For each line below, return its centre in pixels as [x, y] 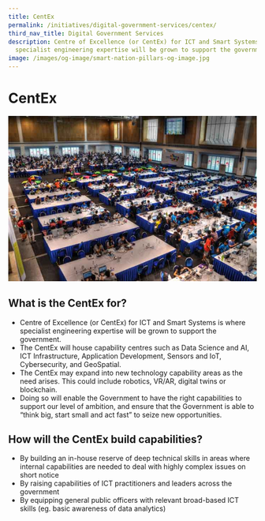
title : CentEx [32, 17]
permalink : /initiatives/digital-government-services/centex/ [112, 25]
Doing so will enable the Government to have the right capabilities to [131, 398]
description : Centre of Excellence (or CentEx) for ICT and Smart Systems [134, 42]
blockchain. [38, 389]
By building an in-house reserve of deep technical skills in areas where [135, 459]
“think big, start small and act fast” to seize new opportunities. [121, 414]
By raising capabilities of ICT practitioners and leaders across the [126, 484]
